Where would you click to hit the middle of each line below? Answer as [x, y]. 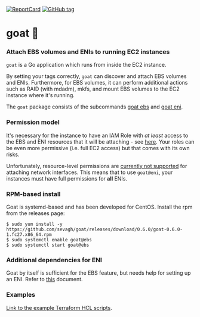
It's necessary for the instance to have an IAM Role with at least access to [97, 135]
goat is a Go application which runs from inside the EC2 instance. [86, 65]
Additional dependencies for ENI [54, 260]
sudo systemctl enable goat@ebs [52, 240]
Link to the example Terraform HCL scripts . [59, 307]
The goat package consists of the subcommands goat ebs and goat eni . [95, 107]
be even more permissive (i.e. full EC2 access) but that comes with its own [98, 148]
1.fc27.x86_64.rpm [29, 235]
